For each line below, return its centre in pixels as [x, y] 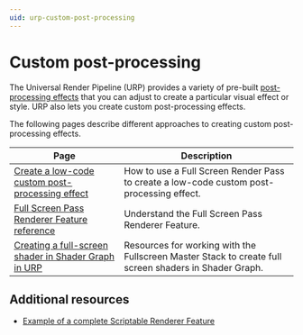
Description [207, 156]
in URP [28, 267]
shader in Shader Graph [64, 256]
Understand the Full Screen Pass [193, 213]
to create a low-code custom [186, 182]
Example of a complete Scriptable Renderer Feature [118, 321]
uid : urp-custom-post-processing [72, 18]
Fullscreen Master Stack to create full [203, 256]
